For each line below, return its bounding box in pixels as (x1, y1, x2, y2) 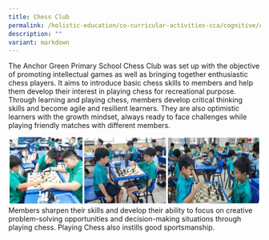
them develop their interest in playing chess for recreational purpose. (8, 86, 236, 96)
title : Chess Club (8, 13, 70, 21)
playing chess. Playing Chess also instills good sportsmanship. (8, 222, 215, 232)
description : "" (8, 30, 62, 38)
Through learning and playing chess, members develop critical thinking (8, 95, 243, 105)
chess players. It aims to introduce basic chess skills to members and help (8, 78, 254, 88)
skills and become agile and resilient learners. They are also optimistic (8, 104, 240, 114)
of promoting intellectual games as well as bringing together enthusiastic (8, 70, 248, 79)
